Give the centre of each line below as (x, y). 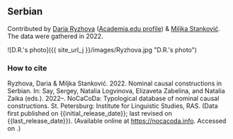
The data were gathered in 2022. (56, 36)
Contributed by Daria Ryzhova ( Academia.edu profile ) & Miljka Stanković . (114, 28)
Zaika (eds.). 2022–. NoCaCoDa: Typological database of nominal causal (113, 99)
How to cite (27, 68)
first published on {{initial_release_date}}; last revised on (90, 114)
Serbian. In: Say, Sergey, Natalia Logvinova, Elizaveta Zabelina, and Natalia (116, 91)
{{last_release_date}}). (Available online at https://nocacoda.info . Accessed (117, 121)
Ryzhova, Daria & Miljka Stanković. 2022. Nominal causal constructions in (115, 83)
